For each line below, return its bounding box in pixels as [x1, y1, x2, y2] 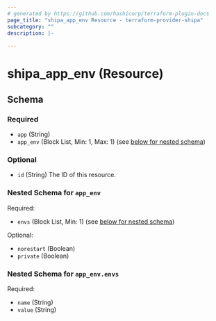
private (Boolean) [17, 252, 69, 260]
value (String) [17, 305, 57, 313]
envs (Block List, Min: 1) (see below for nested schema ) [17, 217, 175, 226]
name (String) [17, 298, 53, 306]
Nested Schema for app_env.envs [7, 269, 119, 279]
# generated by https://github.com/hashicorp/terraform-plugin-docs [7, 10, 210, 17]
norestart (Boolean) [17, 244, 76, 252]
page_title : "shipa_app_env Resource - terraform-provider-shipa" [7, 17, 203, 24]
